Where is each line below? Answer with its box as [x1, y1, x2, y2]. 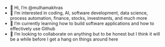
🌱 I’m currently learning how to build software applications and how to [9, 20, 154, 26]
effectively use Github [9, 26, 55, 32]
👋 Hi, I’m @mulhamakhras [9, 5, 63, 10]
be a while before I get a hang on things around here [9, 36, 118, 42]
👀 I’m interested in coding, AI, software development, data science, [9, 10, 148, 16]
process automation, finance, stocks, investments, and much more [9, 15, 147, 21]
